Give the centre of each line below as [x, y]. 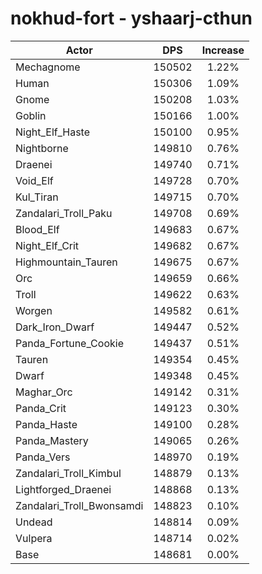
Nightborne [42, 148]
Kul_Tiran [37, 197]
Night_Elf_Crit [47, 245]
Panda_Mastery [52, 440]
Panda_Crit [41, 408]
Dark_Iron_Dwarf [55, 327]
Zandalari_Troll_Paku [64, 213]
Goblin [31, 115]
